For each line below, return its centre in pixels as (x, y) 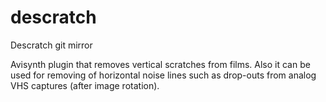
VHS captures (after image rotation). (85, 85)
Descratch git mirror (51, 45)
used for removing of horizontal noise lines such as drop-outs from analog (163, 75)
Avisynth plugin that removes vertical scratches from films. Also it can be (160, 64)
